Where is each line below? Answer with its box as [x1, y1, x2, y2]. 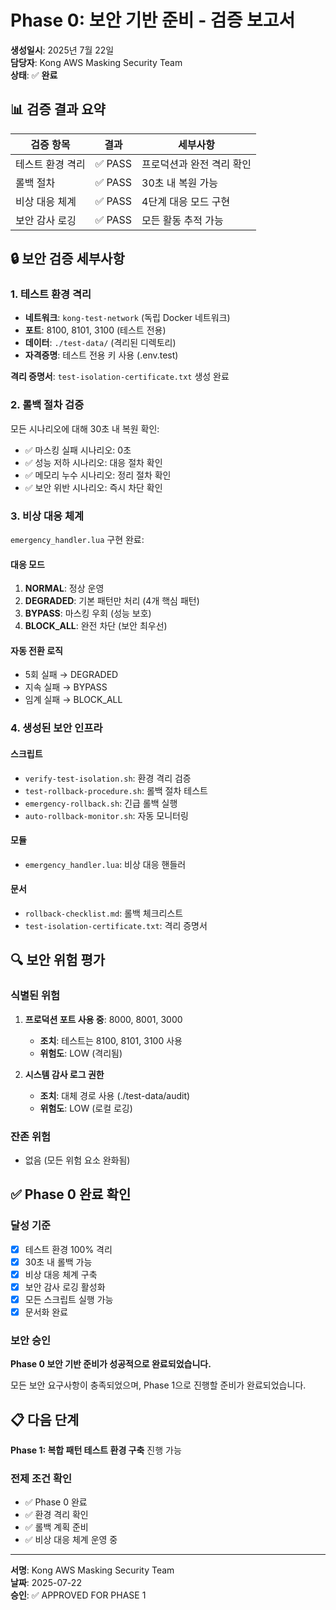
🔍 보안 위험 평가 [10, 952, 106, 969]
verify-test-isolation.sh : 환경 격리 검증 [24, 772, 192, 784]
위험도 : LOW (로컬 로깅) [39, 1102, 133, 1114]
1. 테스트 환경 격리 [10, 287, 92, 301]
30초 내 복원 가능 [141, 176, 219, 190]
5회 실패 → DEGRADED [24, 669, 119, 681]
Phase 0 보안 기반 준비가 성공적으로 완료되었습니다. [10, 1358, 212, 1370]
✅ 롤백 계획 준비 [24, 1521, 89, 1533]
